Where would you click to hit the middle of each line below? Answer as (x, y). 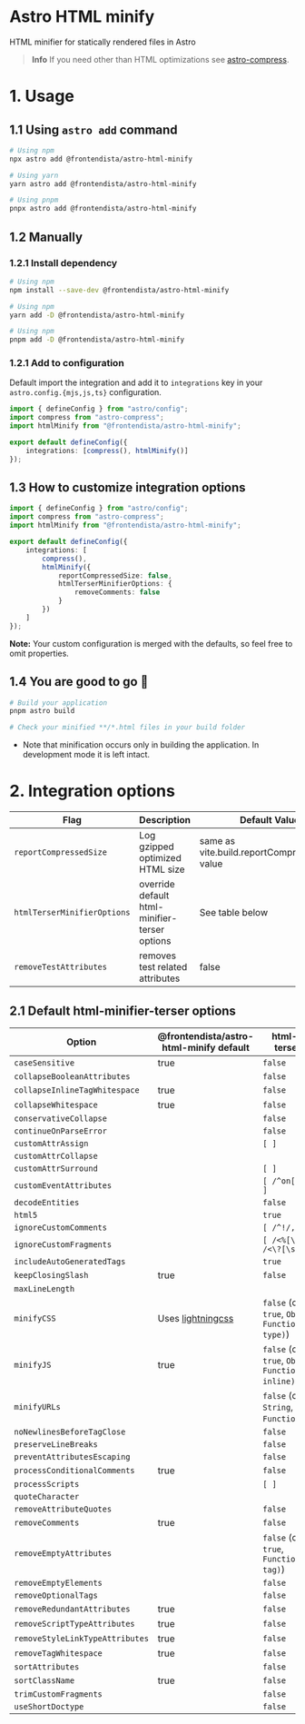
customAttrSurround (56, 1168)
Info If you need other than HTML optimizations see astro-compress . (160, 59)
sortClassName (44, 1680)
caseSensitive (44, 1063)
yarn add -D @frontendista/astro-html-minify (97, 315)
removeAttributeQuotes (63, 1509)
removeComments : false (117, 592)
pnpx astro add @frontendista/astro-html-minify (103, 209)
